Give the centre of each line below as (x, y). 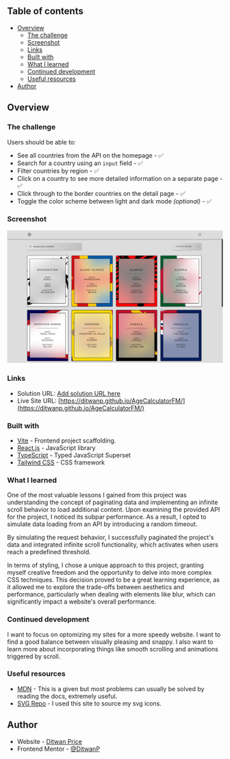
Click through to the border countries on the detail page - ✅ (101, 193)
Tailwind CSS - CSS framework (61, 462)
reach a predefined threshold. (49, 552)
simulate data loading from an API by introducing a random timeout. (102, 524)
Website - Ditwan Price (50, 741)
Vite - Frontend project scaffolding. (66, 440)
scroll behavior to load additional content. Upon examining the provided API (114, 510)
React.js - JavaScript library (56, 447)
